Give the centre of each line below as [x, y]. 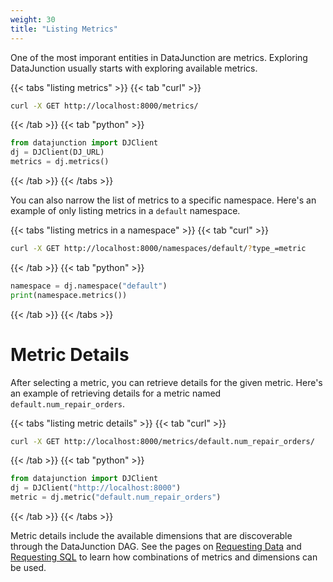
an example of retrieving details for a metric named [116, 393]
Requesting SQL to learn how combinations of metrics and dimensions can [164, 557]
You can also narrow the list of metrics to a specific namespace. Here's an [163, 200]
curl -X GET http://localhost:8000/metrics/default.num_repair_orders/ [162, 441]
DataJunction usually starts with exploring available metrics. [134, 68]
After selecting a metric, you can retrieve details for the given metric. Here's [166, 382]
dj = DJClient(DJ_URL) [57, 152]
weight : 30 [33, 19]
